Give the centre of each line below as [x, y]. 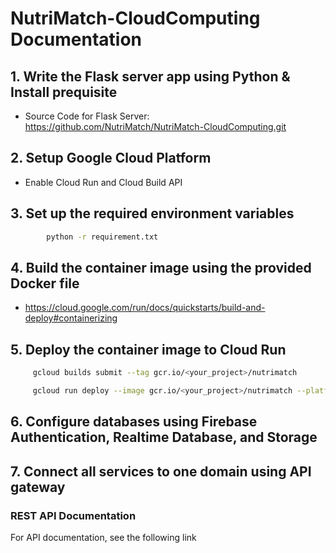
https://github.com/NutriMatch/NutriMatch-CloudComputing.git [155, 126]
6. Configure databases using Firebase [134, 422]
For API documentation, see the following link [103, 537]
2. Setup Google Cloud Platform [111, 158]
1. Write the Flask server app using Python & [150, 76]
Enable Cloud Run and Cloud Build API [103, 182]
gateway [38, 487]
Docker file [45, 283]
